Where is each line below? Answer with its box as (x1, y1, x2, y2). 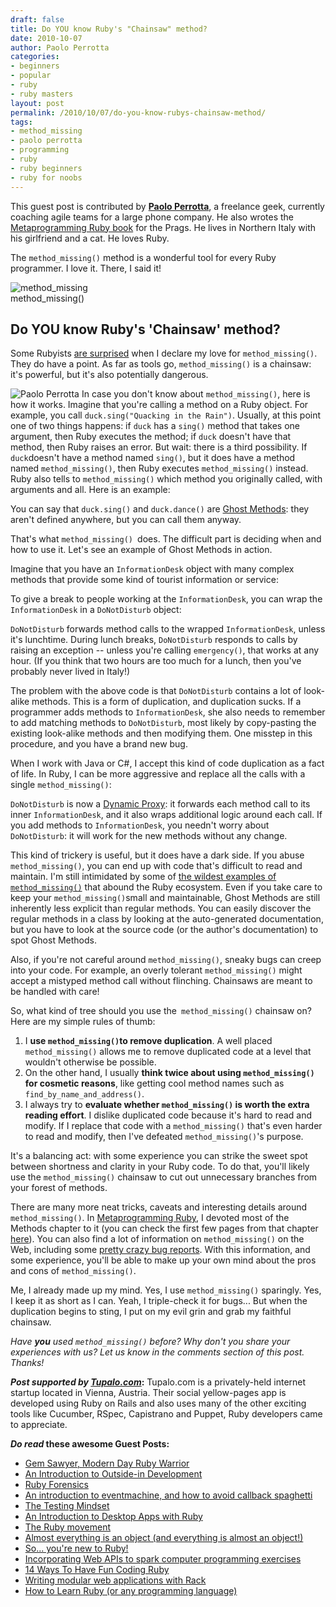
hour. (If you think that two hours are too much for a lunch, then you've (10, 655, 302, 667)
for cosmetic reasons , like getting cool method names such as (24, 1077, 285, 1090)
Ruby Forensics (24, 1479, 89, 1491)
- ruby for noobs (10, 172, 83, 183)
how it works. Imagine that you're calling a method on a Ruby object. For (10, 399, 309, 411)
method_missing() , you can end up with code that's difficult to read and (10, 860, 303, 872)
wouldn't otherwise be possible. (24, 1056, 157, 1068)
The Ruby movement (24, 1521, 112, 1533)
